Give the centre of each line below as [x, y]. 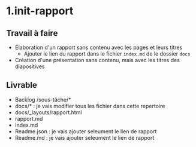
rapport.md [29, 118]
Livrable [22, 85]
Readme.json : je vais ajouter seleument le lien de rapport [86, 131]
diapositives [30, 66]
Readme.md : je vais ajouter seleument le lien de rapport [85, 137]
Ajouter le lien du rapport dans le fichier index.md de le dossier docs [107, 54]
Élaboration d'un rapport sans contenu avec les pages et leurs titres [99, 47]
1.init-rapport [40, 11]
